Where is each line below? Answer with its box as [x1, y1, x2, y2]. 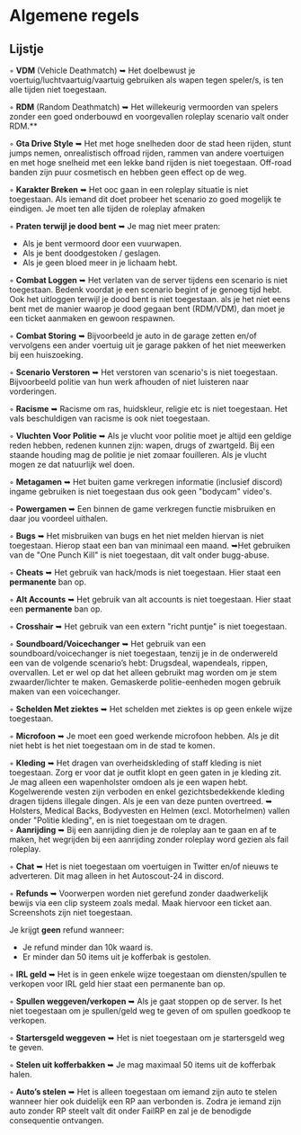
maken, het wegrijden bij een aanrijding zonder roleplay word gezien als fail [9, 834, 289, 845]
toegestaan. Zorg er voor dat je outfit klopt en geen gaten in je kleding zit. [9, 767, 282, 778]
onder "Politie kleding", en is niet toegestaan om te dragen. [9, 815, 227, 826]
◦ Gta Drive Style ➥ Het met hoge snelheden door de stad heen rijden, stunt [9, 139, 292, 148]
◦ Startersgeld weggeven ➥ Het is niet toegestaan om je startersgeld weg [9, 1032, 286, 1043]
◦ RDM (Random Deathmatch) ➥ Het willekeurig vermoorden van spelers [9, 102, 279, 112]
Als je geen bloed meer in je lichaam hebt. [22, 257, 178, 268]
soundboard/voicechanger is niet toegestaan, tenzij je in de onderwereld [9, 648, 279, 658]
